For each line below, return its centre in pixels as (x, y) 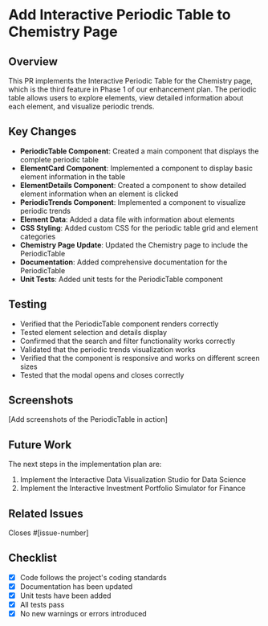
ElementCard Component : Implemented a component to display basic (136, 168)
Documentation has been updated (76, 586)
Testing (28, 304)
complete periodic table (59, 159)
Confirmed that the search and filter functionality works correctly (128, 341)
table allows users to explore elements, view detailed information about (126, 98)
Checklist (33, 558)
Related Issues (46, 513)
